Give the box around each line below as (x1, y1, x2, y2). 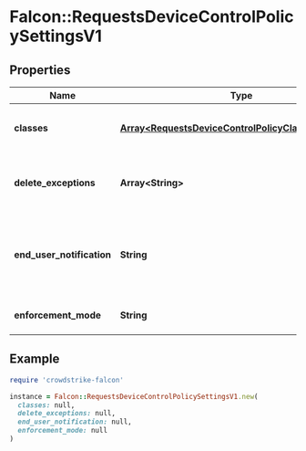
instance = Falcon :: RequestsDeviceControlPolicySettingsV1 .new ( (9, 392, 259, 401)
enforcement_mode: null (17, 426, 107, 435)
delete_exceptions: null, (17, 409, 117, 418)
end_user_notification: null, (17, 417, 132, 426)
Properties (9, 62, 71, 78)
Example (9, 351, 60, 367)
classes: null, (17, 400, 76, 410)
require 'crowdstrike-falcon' (9, 375, 125, 384)
